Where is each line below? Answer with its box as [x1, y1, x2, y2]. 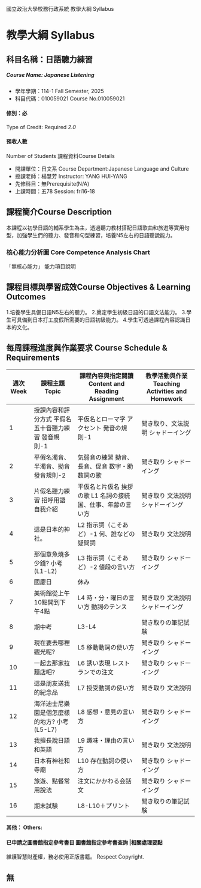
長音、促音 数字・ [77, 462, 127, 470]
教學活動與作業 [145, 371, 188, 380]
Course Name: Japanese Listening [6, 71, 95, 79]
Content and [88, 379, 125, 388]
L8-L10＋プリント [77, 801, 130, 810]
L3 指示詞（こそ [77, 553, 123, 562]
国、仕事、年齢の [77, 500, 126, 509]
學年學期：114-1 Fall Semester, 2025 [14, 87, 104, 94]
